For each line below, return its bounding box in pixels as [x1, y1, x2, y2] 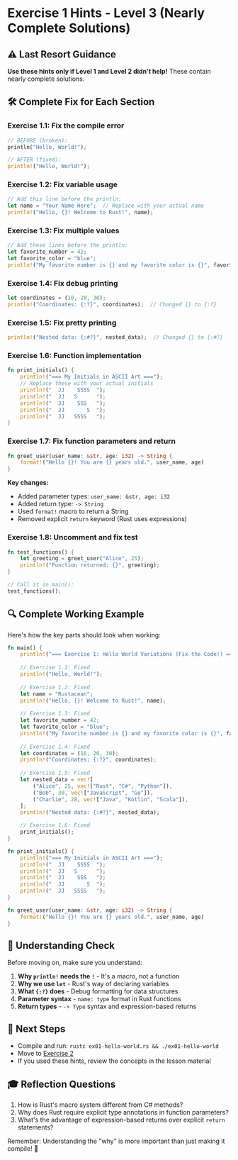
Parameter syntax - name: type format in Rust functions [17, 995, 182, 1003]
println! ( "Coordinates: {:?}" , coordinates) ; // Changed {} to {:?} [7, 301, 217, 308]
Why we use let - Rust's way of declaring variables [17, 980, 169, 988]
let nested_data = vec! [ [20, 776, 93, 783]
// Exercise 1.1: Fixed [20, 664, 91, 671]
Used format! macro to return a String [17, 507, 129, 515]
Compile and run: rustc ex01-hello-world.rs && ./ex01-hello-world [17, 1042, 220, 1050]
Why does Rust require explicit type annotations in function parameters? [17, 1108, 229, 1117]
